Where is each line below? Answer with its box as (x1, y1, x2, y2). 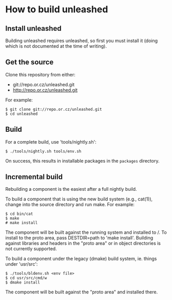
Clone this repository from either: (5, 71, 75, 77)
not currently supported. (5, 246, 58, 252)
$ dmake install (5, 280, 40, 285)
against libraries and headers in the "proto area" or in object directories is (5, 240, 161, 247)
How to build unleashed (5, 4, 108, 15)
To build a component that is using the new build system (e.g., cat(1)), (5, 196, 153, 202)
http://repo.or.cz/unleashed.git (12, 87, 78, 93)
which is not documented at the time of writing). (5, 43, 107, 49)
